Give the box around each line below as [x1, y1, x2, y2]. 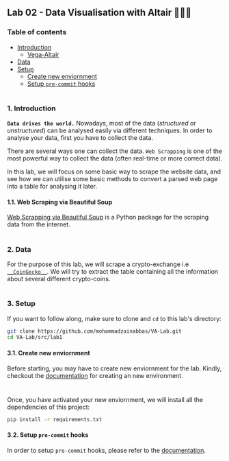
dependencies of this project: [7, 403, 90, 411]
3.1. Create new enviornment [7, 348, 90, 357]
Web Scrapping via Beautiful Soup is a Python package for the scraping [7, 213, 209, 222]
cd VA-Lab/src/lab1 [7, 334, 63, 341]
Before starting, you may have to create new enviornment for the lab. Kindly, [7, 364, 222, 373]
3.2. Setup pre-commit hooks [7, 431, 89, 439]
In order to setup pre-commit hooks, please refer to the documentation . [7, 446, 206, 454]
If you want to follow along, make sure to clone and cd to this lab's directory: [7, 314, 222, 322]
